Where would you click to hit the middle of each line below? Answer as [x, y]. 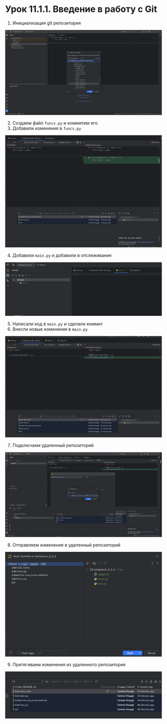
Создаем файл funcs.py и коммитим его [55, 123]
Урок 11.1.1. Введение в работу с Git [81, 9]
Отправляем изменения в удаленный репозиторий [66, 545]
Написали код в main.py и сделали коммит [57, 324]
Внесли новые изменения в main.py [50, 329]
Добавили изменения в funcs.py [47, 128]
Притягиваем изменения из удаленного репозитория [69, 664]
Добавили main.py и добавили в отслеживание [62, 256]
